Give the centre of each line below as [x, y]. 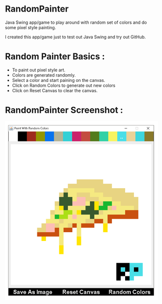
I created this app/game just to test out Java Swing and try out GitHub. [75, 37]
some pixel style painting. [31, 27]
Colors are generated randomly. [44, 75]
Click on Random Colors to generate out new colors [64, 85]
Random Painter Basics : [55, 56]
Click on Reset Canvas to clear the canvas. [55, 90]
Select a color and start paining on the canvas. [58, 80]
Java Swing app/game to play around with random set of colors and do [76, 22]
